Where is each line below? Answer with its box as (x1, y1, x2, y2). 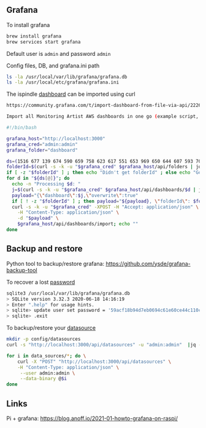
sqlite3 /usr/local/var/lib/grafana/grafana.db (6, 290, 131, 297)
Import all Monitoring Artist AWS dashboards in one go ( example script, (6, 114, 199, 120)
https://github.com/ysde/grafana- (105, 260, 191, 267)
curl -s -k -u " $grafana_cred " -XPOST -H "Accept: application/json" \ (12, 204, 199, 210)
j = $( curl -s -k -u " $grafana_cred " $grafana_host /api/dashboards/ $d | (12, 187, 196, 193)
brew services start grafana (6, 39, 81, 45)
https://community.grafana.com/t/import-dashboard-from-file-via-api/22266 (6, 103, 204, 109)
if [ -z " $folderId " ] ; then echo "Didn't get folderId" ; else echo (6, 169, 191, 176)
